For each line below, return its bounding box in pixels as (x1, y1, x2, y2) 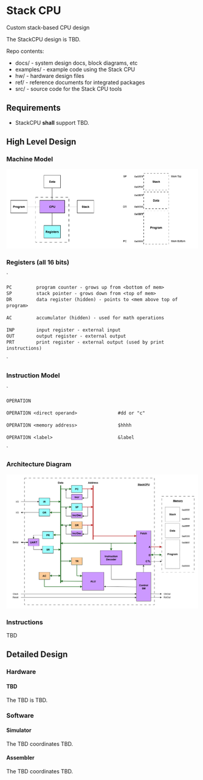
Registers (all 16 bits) (6, 258, 70, 266)
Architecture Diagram (6, 460, 72, 469)
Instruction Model (6, 371, 60, 380)
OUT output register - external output (6, 333, 126, 339)
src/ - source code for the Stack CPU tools (15, 85, 122, 92)
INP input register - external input (6, 327, 121, 333)
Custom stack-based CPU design (6, 24, 90, 31)
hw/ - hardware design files (15, 72, 84, 79)
